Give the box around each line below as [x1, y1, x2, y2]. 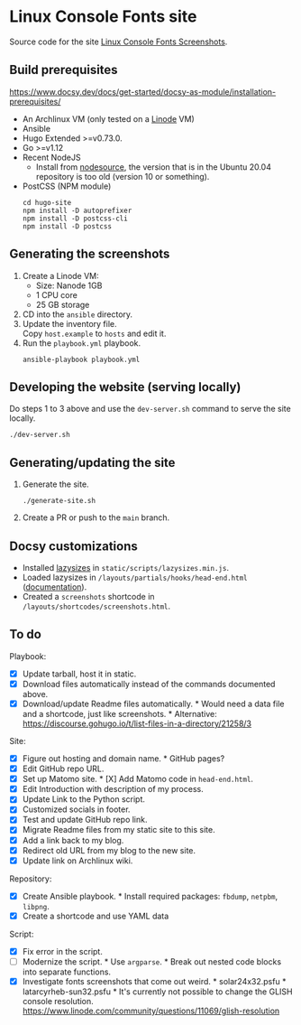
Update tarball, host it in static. [22, 668, 137, 679]
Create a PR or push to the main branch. [22, 512, 170, 523]
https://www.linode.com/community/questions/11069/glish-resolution [22, 1005, 280, 1016]
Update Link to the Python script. [22, 794, 146, 805]
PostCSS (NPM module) [22, 181, 112, 191]
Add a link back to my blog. [22, 834, 124, 845]
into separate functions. [22, 966, 111, 977]
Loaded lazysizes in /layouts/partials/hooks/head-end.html [22, 572, 248, 582]
